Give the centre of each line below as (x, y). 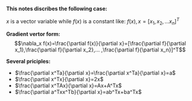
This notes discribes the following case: (57, 9)
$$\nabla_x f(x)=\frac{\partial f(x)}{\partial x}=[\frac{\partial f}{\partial (100, 44)
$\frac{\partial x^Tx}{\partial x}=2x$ (59, 79)
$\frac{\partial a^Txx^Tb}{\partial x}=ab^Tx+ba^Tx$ (78, 92)
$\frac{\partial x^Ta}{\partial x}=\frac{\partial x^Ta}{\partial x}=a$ (95, 73)
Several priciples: (28, 62)
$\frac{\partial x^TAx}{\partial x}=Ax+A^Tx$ (68, 85)
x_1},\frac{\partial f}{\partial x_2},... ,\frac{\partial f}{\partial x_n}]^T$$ (100, 50)
